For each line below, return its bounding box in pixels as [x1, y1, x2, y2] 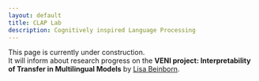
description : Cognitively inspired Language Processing [8, 26, 196, 34]
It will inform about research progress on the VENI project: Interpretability [8, 56, 251, 65]
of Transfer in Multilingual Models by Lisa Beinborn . [8, 64, 180, 74]
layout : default [8, 11, 62, 20]
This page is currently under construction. [8, 48, 145, 57]
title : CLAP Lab [8, 19, 62, 27]
